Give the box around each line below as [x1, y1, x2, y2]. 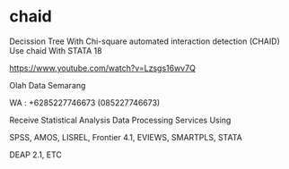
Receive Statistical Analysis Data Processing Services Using [9, 114, 232, 125]
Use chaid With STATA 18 [9, 45, 102, 55]
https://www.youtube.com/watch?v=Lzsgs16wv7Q [9, 63, 196, 73]
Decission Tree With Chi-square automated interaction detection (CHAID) [9, 36, 280, 46]
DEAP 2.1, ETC [9, 149, 63, 160]
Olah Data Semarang [9, 80, 86, 90]
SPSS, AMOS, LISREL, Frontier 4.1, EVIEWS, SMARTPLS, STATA [9, 131, 242, 142]
